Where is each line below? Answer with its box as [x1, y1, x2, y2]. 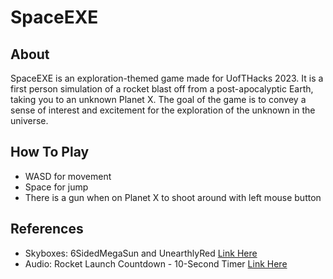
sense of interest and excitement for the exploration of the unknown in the [10, 104, 316, 116]
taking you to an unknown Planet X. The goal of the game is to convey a [10, 94, 307, 105]
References [10, 221, 84, 238]
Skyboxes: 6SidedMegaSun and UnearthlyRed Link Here [24, 247, 258, 259]
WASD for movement [24, 170, 112, 182]
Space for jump [24, 181, 89, 193]
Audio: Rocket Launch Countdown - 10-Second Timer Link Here [24, 257, 288, 270]
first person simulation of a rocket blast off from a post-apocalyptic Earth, [10, 83, 314, 95]
